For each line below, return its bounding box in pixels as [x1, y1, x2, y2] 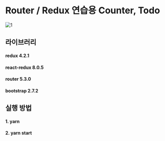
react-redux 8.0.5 [5, 64, 44, 70]
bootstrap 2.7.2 [5, 87, 38, 93]
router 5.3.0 [5, 76, 32, 82]
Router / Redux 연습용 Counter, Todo [5, 5, 160, 16]
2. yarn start [5, 130, 32, 136]
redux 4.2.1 [5, 52, 30, 59]
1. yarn [5, 118, 20, 124]
